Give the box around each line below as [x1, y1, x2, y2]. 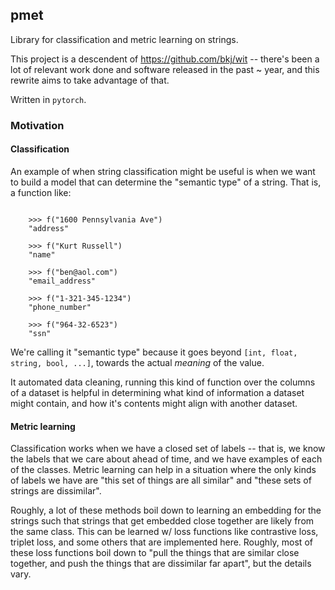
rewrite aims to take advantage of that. [10, 74, 170, 86]
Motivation [10, 118, 65, 132]
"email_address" [28, 276, 97, 286]
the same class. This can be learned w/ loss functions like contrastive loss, [10, 526, 319, 538]
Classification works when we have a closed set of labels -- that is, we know [10, 443, 326, 455]
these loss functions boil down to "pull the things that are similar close [10, 547, 300, 559]
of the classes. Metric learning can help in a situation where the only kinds [10, 464, 317, 476]
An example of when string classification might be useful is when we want [10, 165, 316, 177]
